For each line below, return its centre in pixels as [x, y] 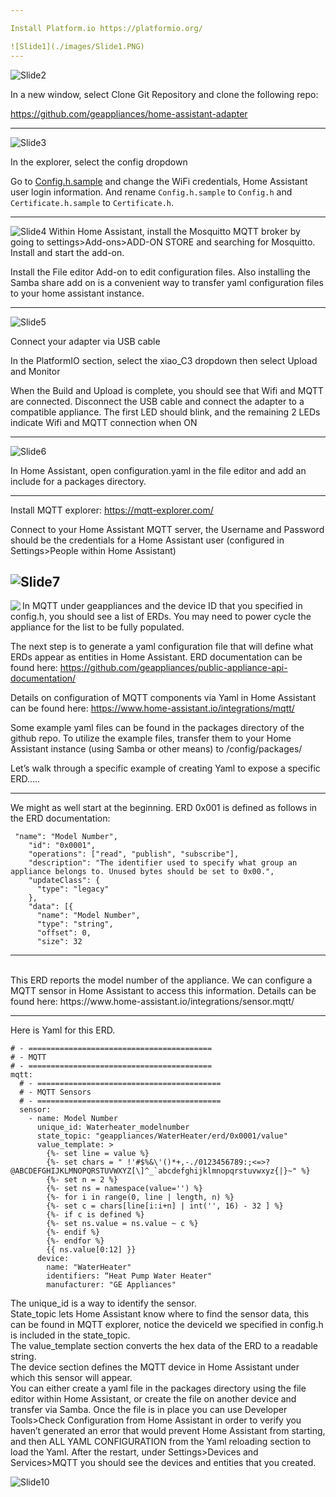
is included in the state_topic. [70, 1335]
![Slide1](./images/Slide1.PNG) [77, 46]
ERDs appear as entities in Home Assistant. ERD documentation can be [156, 657]
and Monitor [35, 371]
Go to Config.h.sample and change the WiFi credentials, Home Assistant [159, 181]
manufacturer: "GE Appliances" [111, 1285]
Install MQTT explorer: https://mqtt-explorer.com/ [112, 510]
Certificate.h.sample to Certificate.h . [92, 202]
